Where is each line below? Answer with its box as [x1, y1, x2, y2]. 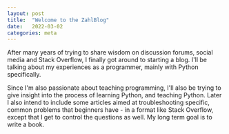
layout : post [7, 10, 45, 17]
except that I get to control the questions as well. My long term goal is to [7, 113, 212, 122]
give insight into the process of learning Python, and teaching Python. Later [7, 91, 222, 99]
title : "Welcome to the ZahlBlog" [7, 17, 110, 23]
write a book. [7, 120, 45, 128]
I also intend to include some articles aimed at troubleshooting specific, [7, 98, 210, 107]
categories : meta [7, 29, 57, 37]
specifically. [7, 70, 41, 79]
